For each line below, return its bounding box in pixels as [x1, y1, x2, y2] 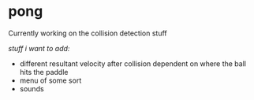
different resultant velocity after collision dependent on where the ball [19, 58, 247, 69]
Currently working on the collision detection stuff [8, 28, 167, 38]
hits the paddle [19, 67, 69, 76]
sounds [19, 83, 45, 93]
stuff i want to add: [8, 43, 70, 53]
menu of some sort [19, 76, 82, 85]
